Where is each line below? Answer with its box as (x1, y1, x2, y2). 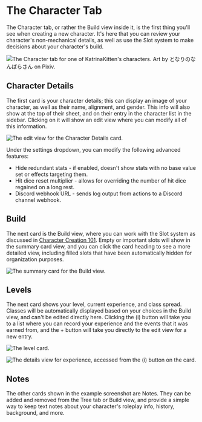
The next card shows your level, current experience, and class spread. (6, 300, 182, 308)
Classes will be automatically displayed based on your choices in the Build (6, 307, 192, 314)
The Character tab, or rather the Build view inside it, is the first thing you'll (6, 24, 191, 31)
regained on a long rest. (15, 183, 74, 190)
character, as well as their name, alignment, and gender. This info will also (6, 103, 191, 111)
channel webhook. (15, 196, 62, 203)
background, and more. (6, 409, 65, 417)
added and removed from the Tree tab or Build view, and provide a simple (6, 397, 189, 404)
